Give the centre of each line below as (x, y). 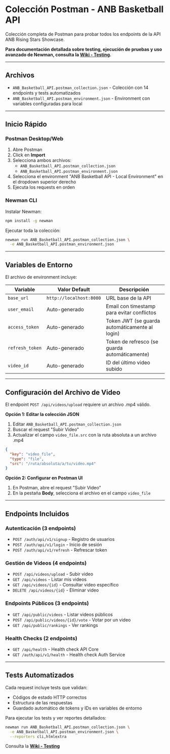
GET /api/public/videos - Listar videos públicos (62, 614)
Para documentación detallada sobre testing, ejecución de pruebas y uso (84, 49)
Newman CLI (21, 200)
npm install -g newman (29, 221)
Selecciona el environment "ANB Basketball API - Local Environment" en (88, 177)
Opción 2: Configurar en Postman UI (44, 478)
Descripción (134, 289)
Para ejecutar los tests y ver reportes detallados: (56, 718)
